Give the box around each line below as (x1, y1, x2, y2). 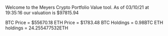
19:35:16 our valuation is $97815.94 (5, 10, 79, 16)
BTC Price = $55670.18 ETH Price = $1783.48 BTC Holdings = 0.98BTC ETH (5, 20, 163, 25)
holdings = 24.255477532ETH (5, 25, 69, 31)
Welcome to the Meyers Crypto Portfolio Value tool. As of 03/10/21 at (5, 5, 149, 10)
